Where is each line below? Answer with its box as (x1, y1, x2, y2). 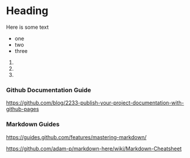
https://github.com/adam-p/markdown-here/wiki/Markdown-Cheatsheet (6, 145, 182, 152)
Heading (6, 4, 49, 18)
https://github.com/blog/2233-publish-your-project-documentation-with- (6, 99, 184, 106)
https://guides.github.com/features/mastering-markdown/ (6, 133, 147, 140)
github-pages (6, 106, 39, 113)
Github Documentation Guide (6, 86, 91, 94)
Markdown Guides (6, 120, 60, 129)
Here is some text (6, 23, 49, 31)
